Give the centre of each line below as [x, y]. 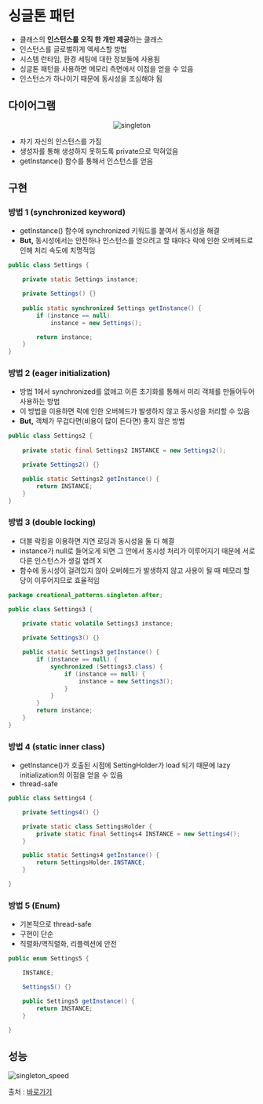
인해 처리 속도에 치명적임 [57, 250]
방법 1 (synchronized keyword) [67, 213]
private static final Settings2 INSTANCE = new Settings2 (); [124, 451]
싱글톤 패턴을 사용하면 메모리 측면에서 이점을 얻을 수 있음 [106, 68]
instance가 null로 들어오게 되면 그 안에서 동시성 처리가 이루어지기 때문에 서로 [137, 551]
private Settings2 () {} [61, 465]
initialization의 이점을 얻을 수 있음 [71, 775]
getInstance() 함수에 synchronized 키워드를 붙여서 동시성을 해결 [119, 231]
